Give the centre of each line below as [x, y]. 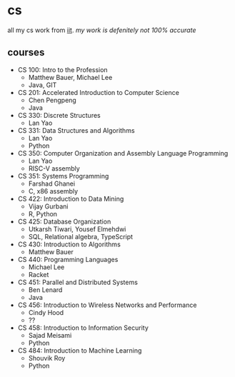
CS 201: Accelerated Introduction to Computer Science [99, 92]
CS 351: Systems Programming [63, 176]
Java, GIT [42, 85]
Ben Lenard [45, 290]
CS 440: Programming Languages [68, 259]
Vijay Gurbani [48, 206]
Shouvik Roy [47, 358]
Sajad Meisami [50, 335]
